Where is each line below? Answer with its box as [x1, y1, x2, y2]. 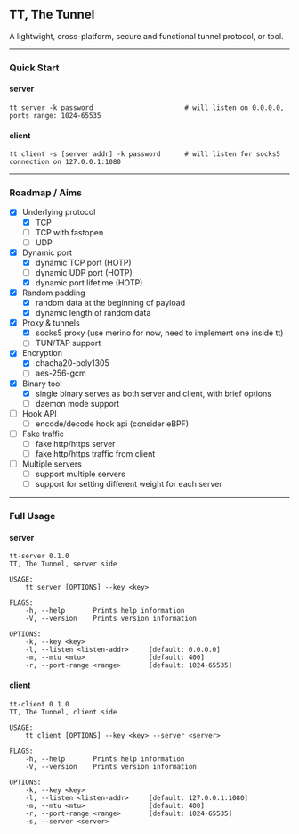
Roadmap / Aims [9, 186, 83, 199]
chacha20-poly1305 [35, 358, 109, 368]
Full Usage [9, 510, 56, 523]
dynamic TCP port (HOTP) [35, 257, 132, 268]
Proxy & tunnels [21, 318, 80, 328]
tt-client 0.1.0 [9, 699, 69, 708]
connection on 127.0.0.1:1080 [9, 158, 122, 167]
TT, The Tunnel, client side [9, 707, 117, 716]
